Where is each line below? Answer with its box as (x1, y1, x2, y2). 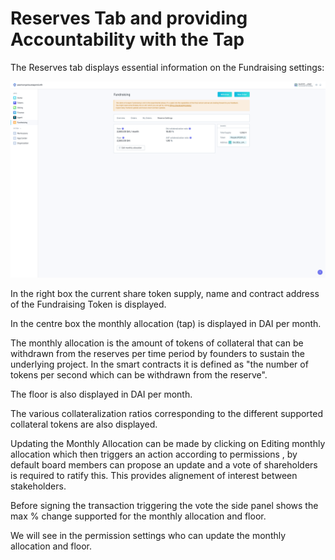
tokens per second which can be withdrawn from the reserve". (10, 368, 268, 381)
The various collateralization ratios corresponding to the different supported (10, 407, 324, 419)
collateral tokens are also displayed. (10, 418, 158, 430)
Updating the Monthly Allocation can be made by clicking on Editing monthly (10, 437, 326, 449)
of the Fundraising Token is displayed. (10, 298, 167, 310)
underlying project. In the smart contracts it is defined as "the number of (10, 358, 309, 370)
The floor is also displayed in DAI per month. (10, 388, 193, 400)
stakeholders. (10, 480, 67, 492)
